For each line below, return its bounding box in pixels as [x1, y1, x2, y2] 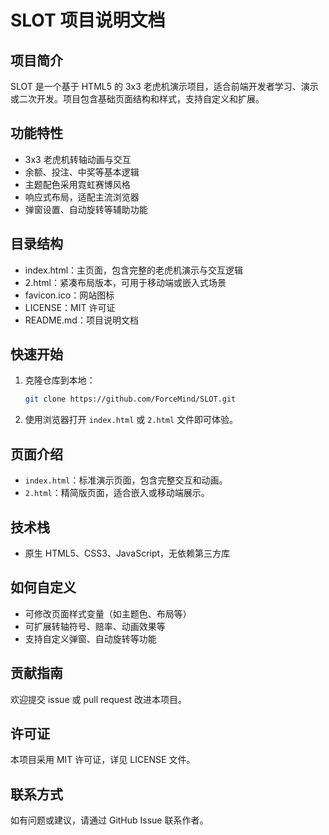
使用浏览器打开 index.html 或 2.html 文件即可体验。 [24, 414, 239, 426]
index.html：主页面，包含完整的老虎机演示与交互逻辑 [24, 264, 244, 276]
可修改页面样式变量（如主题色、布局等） [24, 607, 192, 620]
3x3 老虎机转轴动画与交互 [24, 153, 132, 165]
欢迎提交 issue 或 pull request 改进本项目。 [10, 693, 188, 705]
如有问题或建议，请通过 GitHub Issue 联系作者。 [10, 814, 209, 826]
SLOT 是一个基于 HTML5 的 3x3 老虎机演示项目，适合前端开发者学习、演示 [10, 81, 319, 92]
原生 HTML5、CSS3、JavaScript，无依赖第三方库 [24, 547, 231, 559]
